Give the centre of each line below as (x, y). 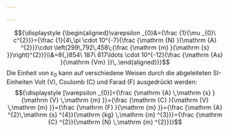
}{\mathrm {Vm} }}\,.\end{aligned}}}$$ (115, 62)
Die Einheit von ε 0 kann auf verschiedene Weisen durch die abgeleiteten (109, 73)
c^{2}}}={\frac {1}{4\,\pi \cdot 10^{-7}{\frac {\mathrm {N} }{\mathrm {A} (115, 40)
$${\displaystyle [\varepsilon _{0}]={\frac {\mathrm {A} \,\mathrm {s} (113, 92)
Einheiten (20, 82)
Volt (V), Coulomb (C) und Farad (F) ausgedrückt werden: (116, 82)
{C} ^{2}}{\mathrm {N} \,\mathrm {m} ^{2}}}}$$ (115, 122)
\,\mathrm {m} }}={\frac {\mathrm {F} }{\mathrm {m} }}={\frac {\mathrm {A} (115, 107)
